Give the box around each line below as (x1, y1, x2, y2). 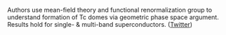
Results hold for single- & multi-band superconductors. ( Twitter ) (7, 21, 193, 28)
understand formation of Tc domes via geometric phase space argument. (7, 13, 219, 21)
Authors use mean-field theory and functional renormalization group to (7, 6, 213, 14)
